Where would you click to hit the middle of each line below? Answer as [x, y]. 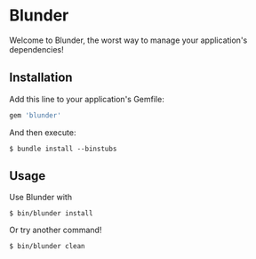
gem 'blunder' [36, 115]
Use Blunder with [41, 198]
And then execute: [43, 132]
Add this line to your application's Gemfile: [87, 99]
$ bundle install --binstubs [63, 149]
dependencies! [36, 49]
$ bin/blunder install [51, 214]
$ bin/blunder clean [48, 247]
